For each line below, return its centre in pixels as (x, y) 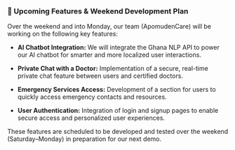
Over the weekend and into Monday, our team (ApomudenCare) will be (109, 27)
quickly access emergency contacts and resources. (92, 97)
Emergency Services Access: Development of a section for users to (116, 90)
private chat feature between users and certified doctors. (100, 76)
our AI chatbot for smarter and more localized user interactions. (109, 55)
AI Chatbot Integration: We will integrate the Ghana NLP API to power (118, 48)
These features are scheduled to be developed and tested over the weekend (118, 132)
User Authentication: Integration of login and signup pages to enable (118, 111)
